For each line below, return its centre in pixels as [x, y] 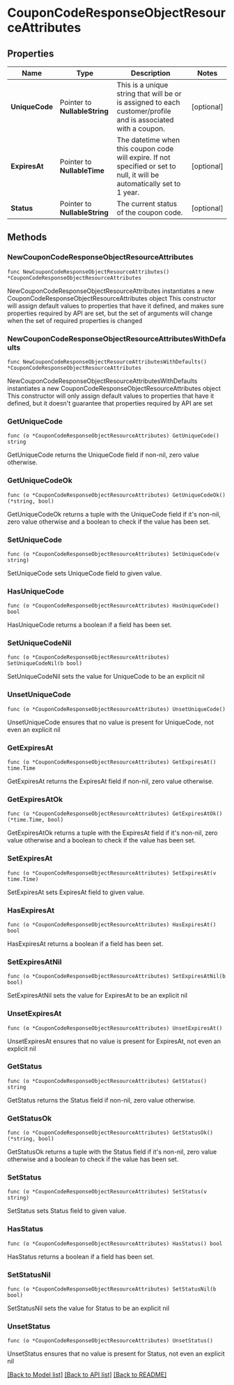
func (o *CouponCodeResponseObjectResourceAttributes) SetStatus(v [107, 1192]
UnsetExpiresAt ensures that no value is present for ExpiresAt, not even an [114, 1041]
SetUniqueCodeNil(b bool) [45, 663]
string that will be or [149, 94]
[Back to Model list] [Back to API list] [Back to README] [87, 1375]
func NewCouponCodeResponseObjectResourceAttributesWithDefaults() [107, 361]
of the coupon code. [150, 213]
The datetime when [148, 140]
